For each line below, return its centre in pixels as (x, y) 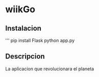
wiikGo (20, 9)
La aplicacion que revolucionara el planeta (50, 69)
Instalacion (23, 28)
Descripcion (25, 56)
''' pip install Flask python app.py (40, 40)
